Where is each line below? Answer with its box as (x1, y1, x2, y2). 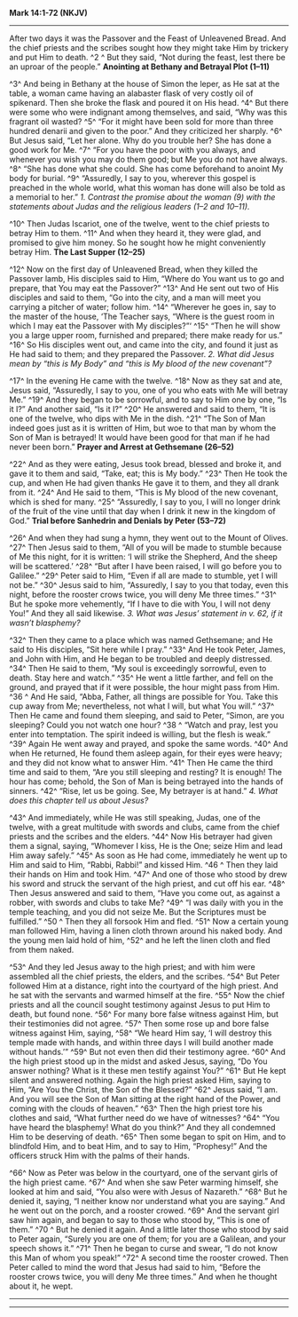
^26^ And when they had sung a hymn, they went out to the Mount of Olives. (9, 533, 288, 543)
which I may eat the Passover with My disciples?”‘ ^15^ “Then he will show (9, 321, 281, 331)
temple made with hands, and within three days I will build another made (9, 1037, 274, 1047)
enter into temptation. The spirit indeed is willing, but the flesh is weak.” (9, 729, 271, 740)
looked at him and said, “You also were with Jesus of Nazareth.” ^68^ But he (9, 1186, 288, 1197)
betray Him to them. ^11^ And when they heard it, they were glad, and (9, 228, 262, 238)
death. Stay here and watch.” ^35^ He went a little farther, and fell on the (9, 672, 273, 683)
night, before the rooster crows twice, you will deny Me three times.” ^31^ (9, 590, 277, 599)
